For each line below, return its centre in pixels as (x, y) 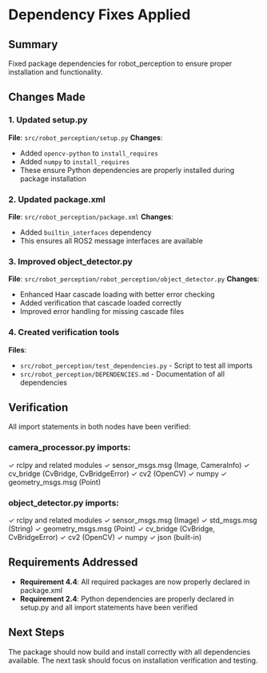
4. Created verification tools (64, 332)
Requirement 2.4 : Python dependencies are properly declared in (127, 598)
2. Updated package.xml (57, 199)
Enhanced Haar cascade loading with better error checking (117, 295)
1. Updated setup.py (48, 120)
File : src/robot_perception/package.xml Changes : (91, 216)
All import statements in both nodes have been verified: (100, 427)
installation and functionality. (56, 72)
